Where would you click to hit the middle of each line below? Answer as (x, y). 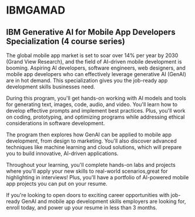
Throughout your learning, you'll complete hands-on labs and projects (91, 165)
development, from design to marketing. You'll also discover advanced (92, 141)
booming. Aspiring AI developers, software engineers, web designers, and (96, 68)
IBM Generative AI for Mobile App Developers (91, 32)
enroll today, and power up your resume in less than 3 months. (82, 208)
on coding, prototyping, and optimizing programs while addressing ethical (95, 117)
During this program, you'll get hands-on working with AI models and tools (96, 98)
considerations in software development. (56, 123)
